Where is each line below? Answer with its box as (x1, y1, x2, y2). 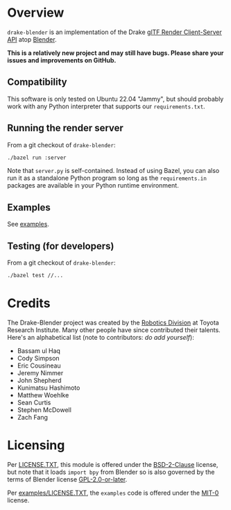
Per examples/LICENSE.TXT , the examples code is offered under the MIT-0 (7, 488, 219, 497)
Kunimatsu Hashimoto (17, 384, 80, 392)
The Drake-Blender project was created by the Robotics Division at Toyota (7, 318, 220, 327)
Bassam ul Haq (17, 346, 61, 355)
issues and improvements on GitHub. (7, 56, 117, 64)
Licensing (7, 438, 65, 453)
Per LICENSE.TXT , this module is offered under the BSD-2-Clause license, (7, 460, 219, 468)
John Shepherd (17, 376, 62, 384)
